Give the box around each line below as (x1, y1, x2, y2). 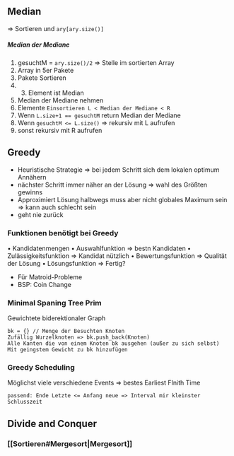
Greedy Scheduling (7, 363, 76, 373)
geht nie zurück (17, 210, 64, 218)
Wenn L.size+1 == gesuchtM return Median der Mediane (17, 111, 182, 119)
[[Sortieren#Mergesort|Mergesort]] (7, 438, 133, 448)
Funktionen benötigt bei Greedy (7, 228, 119, 238)
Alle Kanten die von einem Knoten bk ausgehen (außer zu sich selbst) (7, 340, 220, 347)
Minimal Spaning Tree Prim (7, 298, 103, 308)
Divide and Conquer (7, 417, 98, 430)
